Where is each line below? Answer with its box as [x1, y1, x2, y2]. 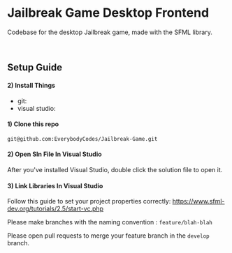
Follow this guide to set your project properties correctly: [7, 197, 171, 206]
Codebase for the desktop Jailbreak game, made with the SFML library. [7, 28, 213, 36]
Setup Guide [7, 61, 63, 74]
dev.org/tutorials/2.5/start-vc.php [7, 204, 103, 213]
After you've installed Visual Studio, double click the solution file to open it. [7, 165, 223, 174]
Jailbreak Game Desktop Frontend [7, 5, 210, 21]
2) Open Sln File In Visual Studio [7, 150, 103, 158]
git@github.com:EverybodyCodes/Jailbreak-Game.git [7, 135, 158, 142]
